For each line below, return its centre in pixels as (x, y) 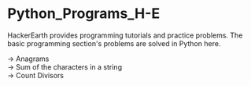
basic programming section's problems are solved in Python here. (114, 43)
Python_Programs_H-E (84, 14)
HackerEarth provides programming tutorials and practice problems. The (125, 35)
